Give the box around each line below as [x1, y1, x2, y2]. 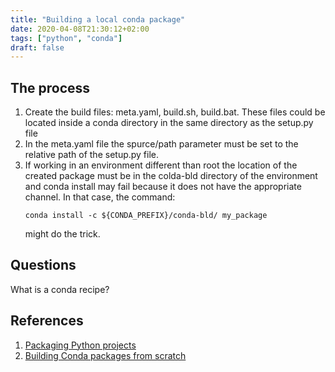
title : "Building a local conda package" [10, 14, 186, 25]
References [10, 312, 84, 330]
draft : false [10, 42, 65, 53]
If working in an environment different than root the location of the [24, 159, 298, 171]
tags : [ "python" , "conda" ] [10, 33, 123, 43]
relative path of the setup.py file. [24, 149, 160, 161]
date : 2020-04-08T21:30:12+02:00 [10, 24, 150, 34]
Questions [10, 257, 77, 274]
